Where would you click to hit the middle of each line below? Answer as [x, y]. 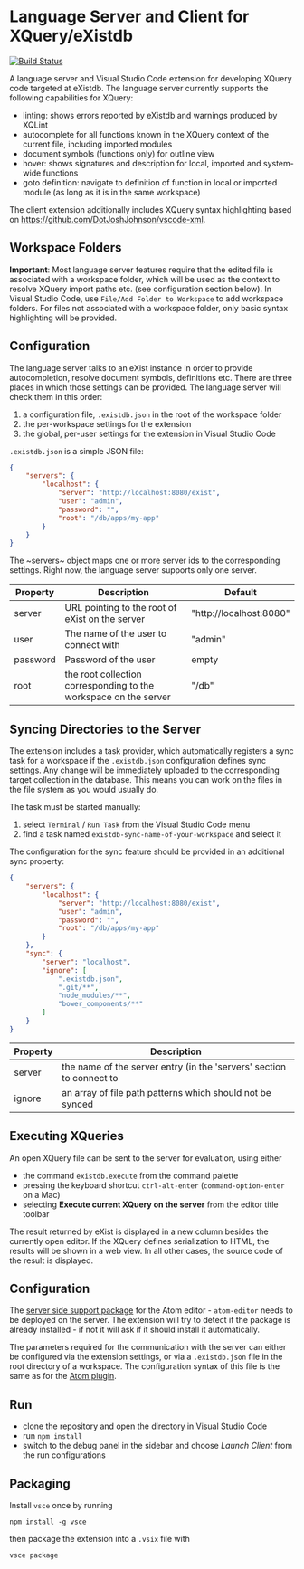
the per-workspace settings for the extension [107, 423]
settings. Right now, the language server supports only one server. [133, 570]
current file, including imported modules [97, 144]
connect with [92, 645]
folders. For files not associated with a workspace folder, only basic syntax [149, 308]
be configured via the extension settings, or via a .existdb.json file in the [146, 1357]
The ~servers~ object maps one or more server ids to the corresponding [145, 561]
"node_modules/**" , [94, 996]
